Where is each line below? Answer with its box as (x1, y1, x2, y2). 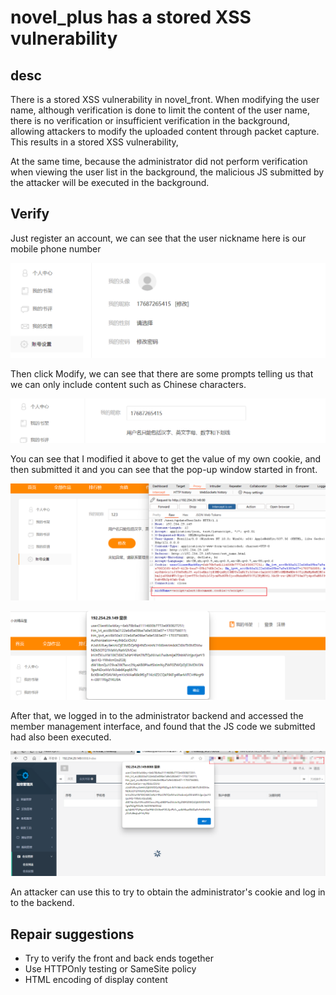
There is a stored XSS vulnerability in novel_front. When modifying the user (10, 94, 320, 105)
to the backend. (10, 897, 75, 909)
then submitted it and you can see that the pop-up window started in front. (10, 463, 318, 475)
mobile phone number (10, 242, 102, 255)
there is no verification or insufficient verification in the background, (10, 115, 291, 126)
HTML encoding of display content (24, 974, 168, 986)
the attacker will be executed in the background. (10, 177, 210, 188)
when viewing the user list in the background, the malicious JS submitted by (10, 166, 325, 178)
